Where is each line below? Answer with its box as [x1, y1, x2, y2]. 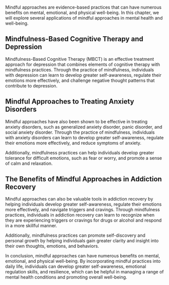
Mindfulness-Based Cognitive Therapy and [5, 35, 143, 43]
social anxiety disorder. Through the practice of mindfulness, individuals [5, 129, 155, 135]
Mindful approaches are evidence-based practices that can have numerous [5, 5, 162, 10]
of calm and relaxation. [5, 160, 53, 166]
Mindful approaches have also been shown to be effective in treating [5, 118, 148, 125]
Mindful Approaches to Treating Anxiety [5, 98, 134, 106]
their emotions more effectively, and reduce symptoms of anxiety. [5, 140, 142, 146]
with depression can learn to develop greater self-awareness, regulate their [5, 72, 162, 78]
